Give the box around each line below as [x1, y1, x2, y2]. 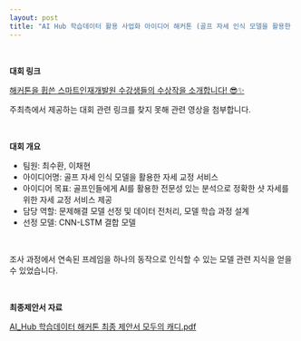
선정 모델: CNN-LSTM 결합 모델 [22, 217, 136, 228]
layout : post [9, 13, 59, 23]
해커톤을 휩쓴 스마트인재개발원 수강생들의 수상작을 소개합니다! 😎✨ [9, 84, 245, 95]
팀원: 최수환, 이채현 [22, 160, 91, 170]
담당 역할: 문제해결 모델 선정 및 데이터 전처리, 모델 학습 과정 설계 [22, 205, 249, 216]
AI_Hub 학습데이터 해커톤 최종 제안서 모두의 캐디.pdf [9, 321, 197, 332]
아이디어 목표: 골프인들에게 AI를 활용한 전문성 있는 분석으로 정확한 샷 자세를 [22, 182, 289, 193]
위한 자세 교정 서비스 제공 [22, 194, 113, 205]
